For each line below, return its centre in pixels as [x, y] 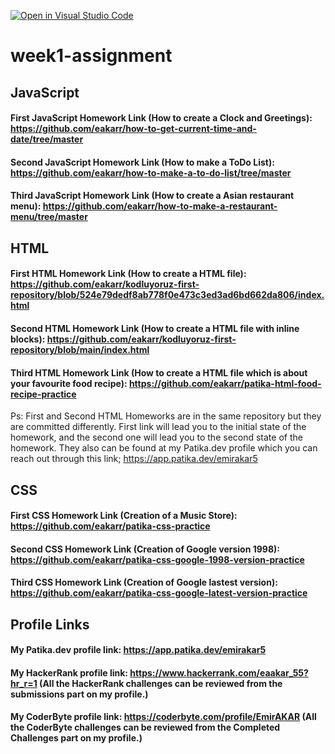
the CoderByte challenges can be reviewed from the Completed [145, 727]
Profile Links [50, 624]
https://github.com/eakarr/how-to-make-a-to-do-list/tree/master [151, 172]
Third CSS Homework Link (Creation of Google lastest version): [144, 582]
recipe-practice [43, 394]
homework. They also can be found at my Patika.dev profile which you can [164, 448]
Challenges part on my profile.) [76, 738]
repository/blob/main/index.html [80, 349]
